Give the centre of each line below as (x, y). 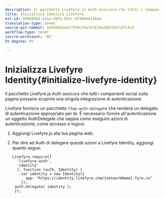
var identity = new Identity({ (53, 174)
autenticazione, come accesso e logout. (45, 124)
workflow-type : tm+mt (27, 32)
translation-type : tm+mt (30, 23)
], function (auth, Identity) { (50, 169)
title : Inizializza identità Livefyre (44, 14)
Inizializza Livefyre (44, 69)
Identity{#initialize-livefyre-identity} (81, 80)
